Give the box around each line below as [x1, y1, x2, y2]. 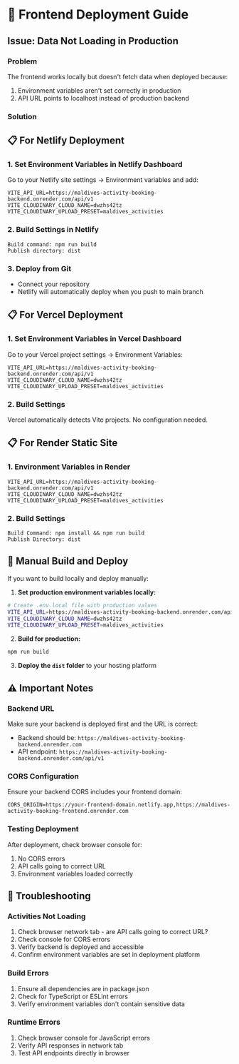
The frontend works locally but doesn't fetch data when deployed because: [7, 72, 228, 81]
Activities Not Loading [7, 911, 86, 921]
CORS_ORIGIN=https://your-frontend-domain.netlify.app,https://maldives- [7, 801, 231, 809]
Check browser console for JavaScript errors [17, 1033, 151, 1042]
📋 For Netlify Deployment [7, 135, 124, 147]
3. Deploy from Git [7, 263, 72, 273]
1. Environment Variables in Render [7, 462, 130, 472]
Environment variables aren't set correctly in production [17, 86, 181, 95]
